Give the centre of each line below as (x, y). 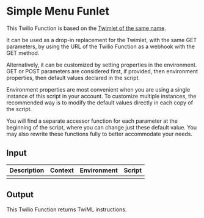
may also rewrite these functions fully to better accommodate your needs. (99, 134)
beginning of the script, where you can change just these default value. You (102, 127)
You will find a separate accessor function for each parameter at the (92, 121)
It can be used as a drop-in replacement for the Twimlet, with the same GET (102, 40)
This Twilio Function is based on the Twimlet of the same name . (86, 28)
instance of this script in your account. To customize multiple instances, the (101, 96)
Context (62, 170)
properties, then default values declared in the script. (73, 78)
